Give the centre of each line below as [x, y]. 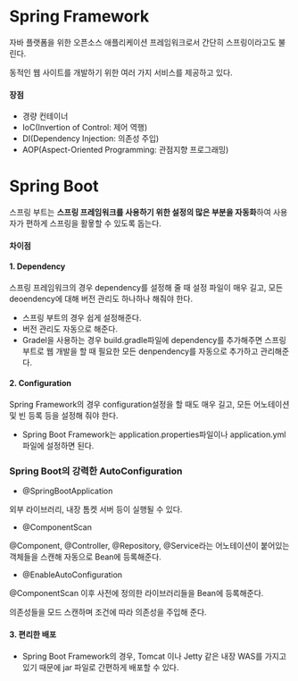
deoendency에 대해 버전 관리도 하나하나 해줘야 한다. [101, 298]
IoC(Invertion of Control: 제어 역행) [85, 128]
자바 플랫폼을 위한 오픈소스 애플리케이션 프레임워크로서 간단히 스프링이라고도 [143, 42]
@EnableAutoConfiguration [72, 575]
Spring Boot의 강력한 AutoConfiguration [96, 471]
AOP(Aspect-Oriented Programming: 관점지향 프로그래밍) [125, 150]
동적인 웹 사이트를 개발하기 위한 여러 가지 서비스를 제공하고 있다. [121, 72]
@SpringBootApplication [67, 491]
